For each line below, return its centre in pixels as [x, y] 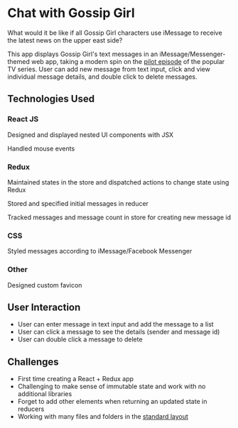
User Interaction [44, 307]
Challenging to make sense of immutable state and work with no [112, 386]
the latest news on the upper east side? [65, 40]
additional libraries [45, 394]
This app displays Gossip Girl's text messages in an [83, 54]
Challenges [33, 362]
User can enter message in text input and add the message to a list [116, 324]
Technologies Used [51, 99]
